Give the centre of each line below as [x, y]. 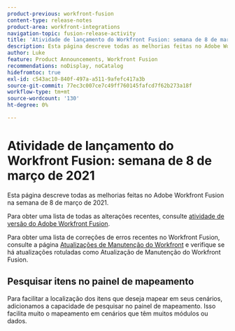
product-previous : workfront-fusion [60, 14]
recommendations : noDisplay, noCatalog [65, 66]
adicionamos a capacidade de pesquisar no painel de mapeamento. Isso [112, 306]
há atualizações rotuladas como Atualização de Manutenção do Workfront [114, 252]
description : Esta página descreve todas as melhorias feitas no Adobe [114, 46]
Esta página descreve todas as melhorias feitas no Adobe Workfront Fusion [116, 195]
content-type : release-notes [50, 20]
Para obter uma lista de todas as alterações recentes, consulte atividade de [116, 216]
